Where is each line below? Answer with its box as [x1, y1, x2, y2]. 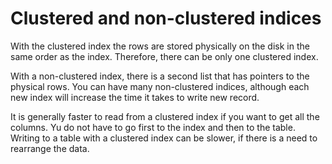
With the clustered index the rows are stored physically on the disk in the [10, 40, 310, 52]
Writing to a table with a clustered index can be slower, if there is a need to [10, 132, 318, 144]
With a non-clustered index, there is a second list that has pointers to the [10, 70, 310, 82]
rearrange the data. [10, 142, 90, 154]
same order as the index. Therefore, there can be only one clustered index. [10, 50, 319, 62]
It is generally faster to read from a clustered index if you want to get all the [10, 110, 320, 122]
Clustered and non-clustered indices [10, 7, 322, 30]
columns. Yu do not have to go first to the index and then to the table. [10, 121, 296, 133]
